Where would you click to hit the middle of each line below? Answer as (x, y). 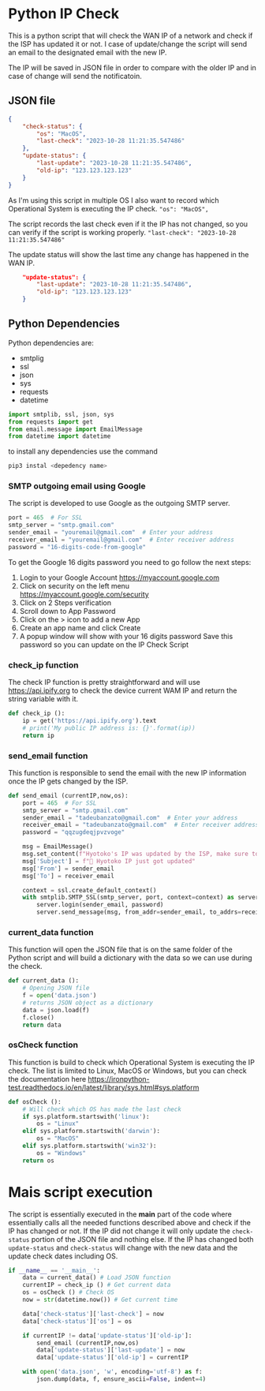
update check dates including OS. (63, 1256)
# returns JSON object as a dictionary (88, 1003)
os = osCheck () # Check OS (68, 1292)
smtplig (32, 358)
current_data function (51, 932)
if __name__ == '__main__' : (54, 1270)
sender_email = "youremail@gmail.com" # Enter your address (111, 533)
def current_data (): (44, 981)
